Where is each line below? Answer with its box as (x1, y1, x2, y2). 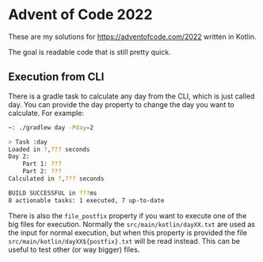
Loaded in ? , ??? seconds (8, 145, 90, 153)
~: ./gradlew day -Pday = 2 (8, 123, 93, 132)
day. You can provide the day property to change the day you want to (8, 99, 235, 109)
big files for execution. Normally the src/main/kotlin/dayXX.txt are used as (8, 219, 256, 229)
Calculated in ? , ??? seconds (8, 175, 105, 183)
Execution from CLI (8, 70, 105, 84)
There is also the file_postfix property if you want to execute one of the (8, 210, 247, 220)
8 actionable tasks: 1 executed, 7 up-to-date (8, 196, 165, 204)
